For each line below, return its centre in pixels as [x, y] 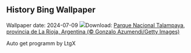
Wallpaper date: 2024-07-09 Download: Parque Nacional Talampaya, [96, 25]
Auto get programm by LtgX [41, 43]
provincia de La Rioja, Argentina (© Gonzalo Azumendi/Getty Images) [93, 31]
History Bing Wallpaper [51, 10]
